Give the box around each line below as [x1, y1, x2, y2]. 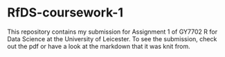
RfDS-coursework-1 [7, 5, 123, 21]
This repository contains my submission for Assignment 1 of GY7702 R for [7, 27, 218, 36]
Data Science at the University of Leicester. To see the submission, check [7, 34, 217, 43]
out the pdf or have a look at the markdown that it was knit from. [7, 42, 190, 50]
